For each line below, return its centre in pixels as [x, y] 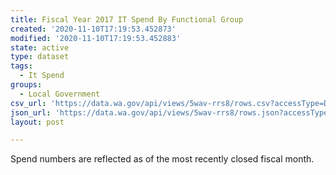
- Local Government [60, 94]
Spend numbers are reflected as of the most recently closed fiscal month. [162, 159]
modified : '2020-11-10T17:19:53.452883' [96, 38]
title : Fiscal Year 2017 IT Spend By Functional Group [127, 19]
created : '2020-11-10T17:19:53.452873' [93, 29]
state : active [40, 47]
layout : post [37, 122]
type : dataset [40, 57]
